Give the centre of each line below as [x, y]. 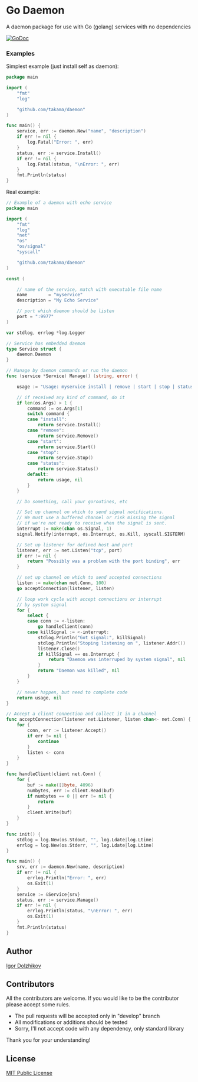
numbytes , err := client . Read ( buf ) [71, 791]
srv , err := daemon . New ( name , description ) [71, 867]
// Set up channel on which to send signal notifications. [91, 512]
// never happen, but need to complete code [72, 692]
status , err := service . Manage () [58, 900]
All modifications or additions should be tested [71, 1022]
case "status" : [46, 464]
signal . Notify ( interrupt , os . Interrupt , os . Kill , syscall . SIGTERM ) [101, 534]
